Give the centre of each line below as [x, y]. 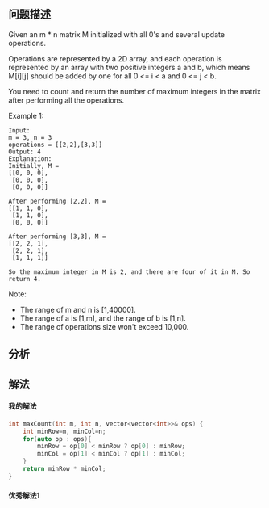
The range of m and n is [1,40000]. [78, 309]
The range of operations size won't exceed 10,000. [104, 326]
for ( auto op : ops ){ [57, 439]
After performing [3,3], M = [57, 237]
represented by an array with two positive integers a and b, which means [129, 67]
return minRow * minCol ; [64, 469]
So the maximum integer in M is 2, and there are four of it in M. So [129, 272]
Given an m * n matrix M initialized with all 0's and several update [117, 34]
